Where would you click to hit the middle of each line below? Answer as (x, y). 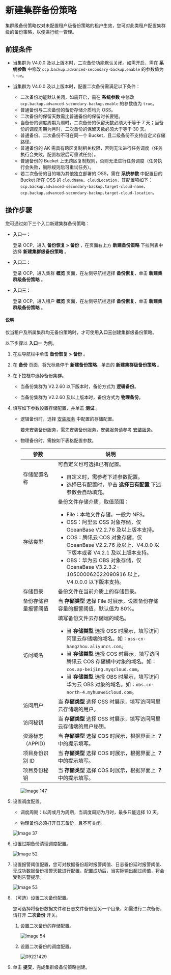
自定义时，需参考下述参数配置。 (105, 477)
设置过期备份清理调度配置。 (42, 844)
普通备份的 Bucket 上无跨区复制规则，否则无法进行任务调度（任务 (89, 160)
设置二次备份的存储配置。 (47, 926)
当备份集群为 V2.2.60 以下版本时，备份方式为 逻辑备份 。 (79, 386)
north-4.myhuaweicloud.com (99, 692)
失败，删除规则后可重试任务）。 (62, 167)
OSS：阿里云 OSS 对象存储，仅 (104, 522)
